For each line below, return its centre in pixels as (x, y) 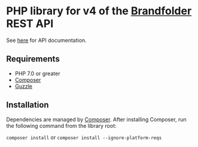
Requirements (33, 59)
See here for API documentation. (46, 40)
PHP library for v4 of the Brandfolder (99, 11)
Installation (28, 105)
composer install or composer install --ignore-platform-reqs (84, 137)
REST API (30, 24)
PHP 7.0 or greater (37, 73)
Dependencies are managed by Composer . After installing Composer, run (96, 119)
